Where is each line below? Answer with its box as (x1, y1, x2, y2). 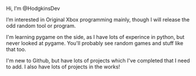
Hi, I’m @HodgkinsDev (6, 5, 60, 12)
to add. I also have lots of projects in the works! (6, 63, 121, 70)
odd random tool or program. (6, 23, 76, 29)
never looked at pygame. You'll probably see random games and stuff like (6, 40, 184, 46)
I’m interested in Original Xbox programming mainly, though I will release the (6, 16, 190, 23)
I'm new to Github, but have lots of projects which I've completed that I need (6, 57, 190, 64)
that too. (6, 46, 26, 53)
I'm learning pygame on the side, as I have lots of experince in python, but (6, 34, 185, 40)
